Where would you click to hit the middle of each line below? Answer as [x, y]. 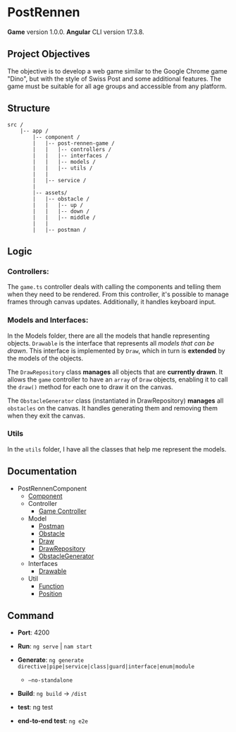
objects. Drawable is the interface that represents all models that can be [111, 343]
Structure [29, 108]
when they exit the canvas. [46, 415]
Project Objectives [49, 54]
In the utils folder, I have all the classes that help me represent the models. [117, 449]
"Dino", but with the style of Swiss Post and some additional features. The [114, 78]
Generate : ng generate [51, 660]
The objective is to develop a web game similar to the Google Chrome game [117, 71]
